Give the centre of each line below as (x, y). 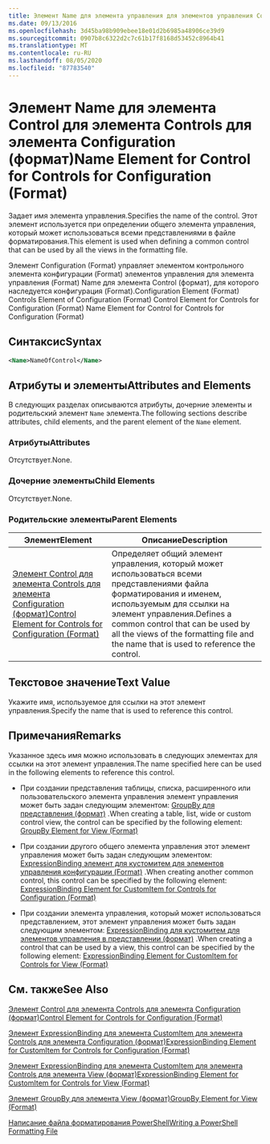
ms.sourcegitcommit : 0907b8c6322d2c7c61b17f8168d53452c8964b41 (117, 38)
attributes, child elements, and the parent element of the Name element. (125, 422)
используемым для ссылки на (170, 604)
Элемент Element (58, 540)
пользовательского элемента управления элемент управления (129, 796)
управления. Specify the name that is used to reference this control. (121, 710)
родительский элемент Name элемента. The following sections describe (128, 413)
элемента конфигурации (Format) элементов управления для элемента (131, 273)
